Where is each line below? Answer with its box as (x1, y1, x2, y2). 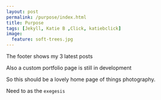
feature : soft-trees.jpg (11, 36, 73, 42)
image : (6, 31, 23, 37)
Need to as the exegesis (6, 87, 66, 94)
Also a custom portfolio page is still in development (6, 64, 132, 71)
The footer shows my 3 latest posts (6, 53, 93, 60)
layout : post (6, 8, 39, 15)
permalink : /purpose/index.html (6, 14, 86, 20)
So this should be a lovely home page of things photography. (6, 76, 156, 83)
